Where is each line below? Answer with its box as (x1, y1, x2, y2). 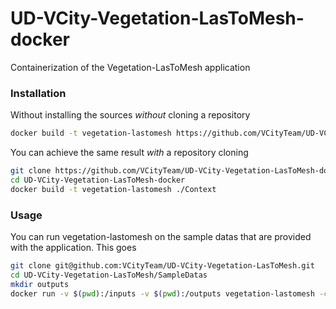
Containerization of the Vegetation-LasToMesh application (10, 61, 251, 73)
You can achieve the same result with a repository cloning (10, 147, 249, 159)
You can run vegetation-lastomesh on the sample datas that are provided (10, 231, 312, 243)
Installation (10, 86, 67, 100)
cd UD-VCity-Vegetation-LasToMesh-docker (10, 175, 186, 185)
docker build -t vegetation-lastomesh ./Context (10, 184, 217, 194)
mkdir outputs (10, 279, 70, 289)
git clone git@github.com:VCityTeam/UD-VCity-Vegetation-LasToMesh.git (10, 261, 315, 271)
